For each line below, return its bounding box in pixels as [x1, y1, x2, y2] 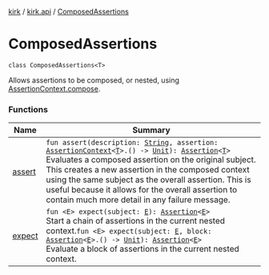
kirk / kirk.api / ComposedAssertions [8, 7, 130, 16]
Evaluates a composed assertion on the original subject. [46, 154, 256, 165]
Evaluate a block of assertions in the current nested [46, 244, 240, 255]
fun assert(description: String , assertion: [46, 138, 219, 148]
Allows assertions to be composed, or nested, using [8, 75, 180, 85]
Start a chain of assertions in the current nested [46, 216, 226, 227]
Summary [131, 124, 171, 135]
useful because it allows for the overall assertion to [46, 184, 238, 196]
